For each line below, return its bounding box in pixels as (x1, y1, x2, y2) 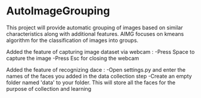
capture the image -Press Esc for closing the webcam (6, 54, 139, 62)
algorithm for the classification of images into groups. (6, 36, 139, 44)
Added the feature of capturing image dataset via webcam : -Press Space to (6, 48, 195, 55)
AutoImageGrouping (6, 4, 110, 18)
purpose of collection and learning (6, 85, 92, 92)
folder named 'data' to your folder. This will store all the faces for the (6, 79, 176, 86)
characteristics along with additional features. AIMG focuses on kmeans (6, 30, 184, 37)
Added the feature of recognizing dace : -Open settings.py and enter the (6, 66, 186, 73)
